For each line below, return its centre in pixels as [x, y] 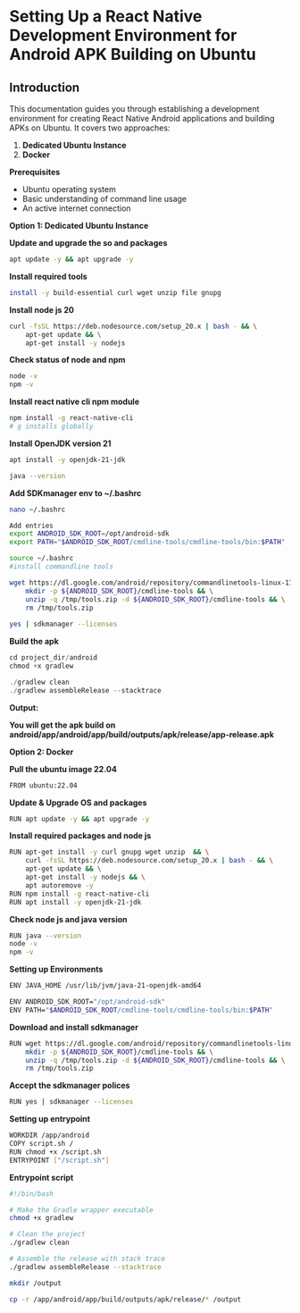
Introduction [45, 87]
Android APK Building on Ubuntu [133, 55]
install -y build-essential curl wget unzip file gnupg [115, 292]
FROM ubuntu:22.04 [43, 785]
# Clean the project [48, 1234]
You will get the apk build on [62, 725]
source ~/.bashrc [42, 559]
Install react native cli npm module [75, 402]
